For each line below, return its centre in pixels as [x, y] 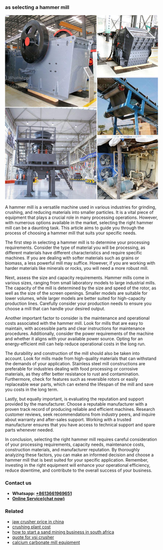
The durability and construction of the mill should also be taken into [72, 353]
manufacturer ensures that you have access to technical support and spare [80, 425]
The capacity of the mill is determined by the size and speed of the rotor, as [81, 288]
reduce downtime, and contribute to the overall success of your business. [79, 470]
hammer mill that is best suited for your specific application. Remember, [77, 460]
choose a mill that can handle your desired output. [55, 308]
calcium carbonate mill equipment [46, 542]
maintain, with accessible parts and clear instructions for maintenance [75, 328]
